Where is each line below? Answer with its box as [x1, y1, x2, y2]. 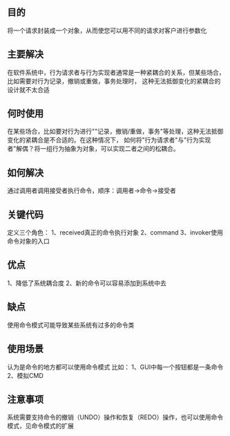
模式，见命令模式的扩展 [7, 421, 74, 430]
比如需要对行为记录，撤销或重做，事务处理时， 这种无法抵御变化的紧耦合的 [7, 77, 221, 85]
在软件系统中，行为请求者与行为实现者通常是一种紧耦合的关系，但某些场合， [7, 68, 225, 76]
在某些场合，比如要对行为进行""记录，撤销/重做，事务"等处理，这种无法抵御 [7, 127, 224, 136]
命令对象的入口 [7, 237, 50, 246]
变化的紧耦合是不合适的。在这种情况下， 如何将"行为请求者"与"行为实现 [7, 136, 211, 144]
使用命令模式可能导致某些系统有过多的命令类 [7, 320, 135, 329]
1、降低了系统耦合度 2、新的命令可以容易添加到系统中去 [7, 279, 167, 287]
